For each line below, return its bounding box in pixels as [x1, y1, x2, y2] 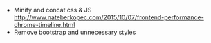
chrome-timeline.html [13, 21, 75, 28]
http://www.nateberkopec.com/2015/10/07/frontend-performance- [13, 13, 204, 21]
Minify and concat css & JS [13, 6, 92, 14]
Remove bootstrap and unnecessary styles [13, 28, 136, 36]
